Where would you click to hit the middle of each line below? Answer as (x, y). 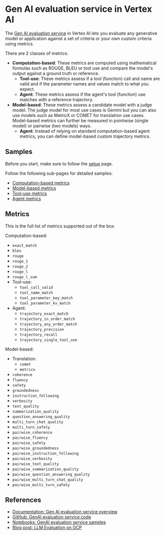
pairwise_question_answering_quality (51, 474)
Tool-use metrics (30, 193)
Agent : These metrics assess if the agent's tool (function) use (82, 94)
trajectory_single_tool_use (48, 340)
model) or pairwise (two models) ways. (52, 126)
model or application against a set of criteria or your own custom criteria (78, 38)
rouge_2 (20, 267)
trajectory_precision (42, 329)
